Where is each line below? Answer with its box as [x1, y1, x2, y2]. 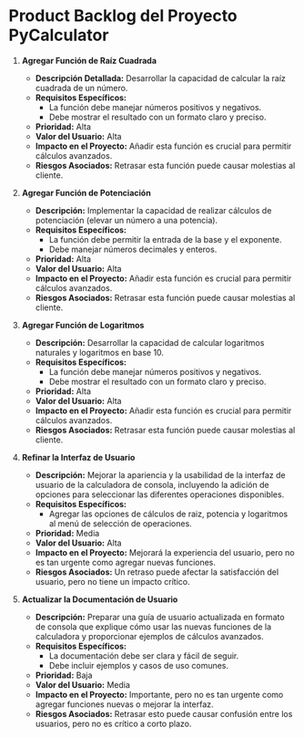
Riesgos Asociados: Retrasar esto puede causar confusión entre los [35, 708, 293, 719]
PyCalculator [8, 25, 109, 46]
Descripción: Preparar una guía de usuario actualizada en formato [35, 611, 285, 622]
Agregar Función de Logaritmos [21, 319, 145, 330]
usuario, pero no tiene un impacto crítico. [35, 576, 190, 587]
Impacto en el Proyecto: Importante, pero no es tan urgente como [35, 689, 284, 700]
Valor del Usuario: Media [35, 679, 131, 690]
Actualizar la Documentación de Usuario [21, 594, 178, 605]
